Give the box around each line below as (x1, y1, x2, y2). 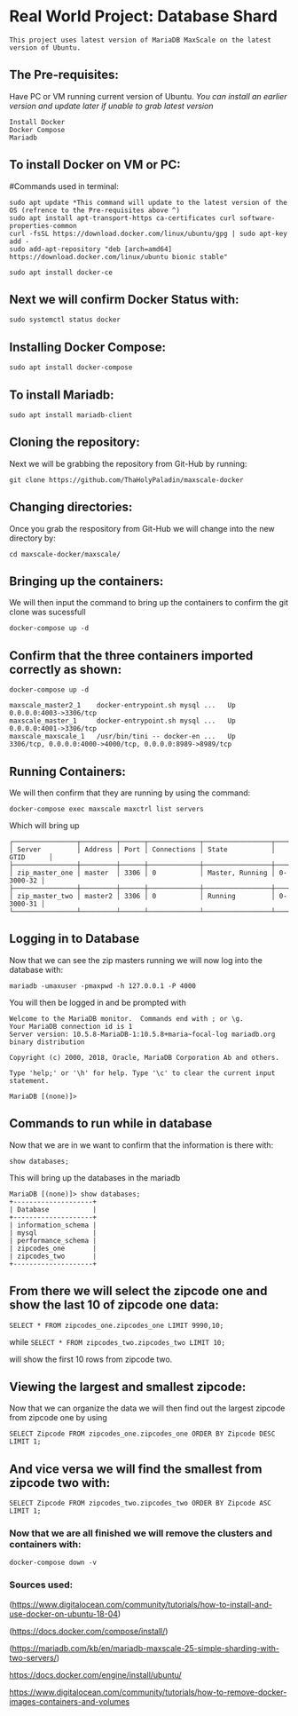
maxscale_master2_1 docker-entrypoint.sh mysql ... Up (9, 701, 237, 710)
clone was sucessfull (9, 606, 86, 618)
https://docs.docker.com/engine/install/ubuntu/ (9, 1669, 182, 1680)
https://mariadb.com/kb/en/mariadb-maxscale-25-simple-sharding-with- (12, 1642, 279, 1653)
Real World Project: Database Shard (9, 6, 278, 27)
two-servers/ (9, 1652, 58, 1663)
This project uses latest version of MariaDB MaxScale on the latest (9, 36, 272, 44)
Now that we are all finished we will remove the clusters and (9, 1527, 273, 1539)
